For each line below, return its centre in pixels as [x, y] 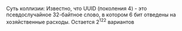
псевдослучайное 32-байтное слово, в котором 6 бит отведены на [91, 15]
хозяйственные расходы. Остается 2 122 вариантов [70, 21]
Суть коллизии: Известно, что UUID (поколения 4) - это [76, 8]
